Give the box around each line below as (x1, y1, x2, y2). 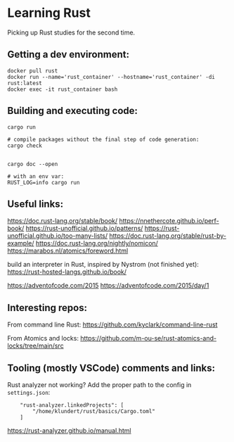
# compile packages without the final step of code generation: (7, 136, 200, 143)
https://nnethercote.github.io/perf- (119, 217, 219, 225)
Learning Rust (7, 5, 91, 21)
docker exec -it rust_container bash (7, 86, 118, 93)
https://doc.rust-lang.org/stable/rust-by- (108, 232, 227, 240)
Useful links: (7, 198, 64, 210)
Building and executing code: (7, 105, 138, 117)
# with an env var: (7, 172, 65, 180)
